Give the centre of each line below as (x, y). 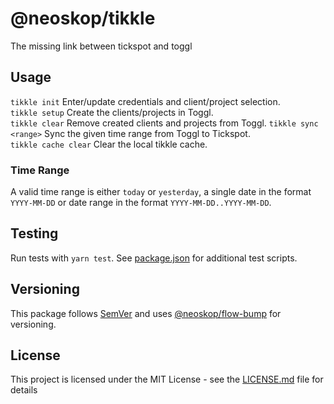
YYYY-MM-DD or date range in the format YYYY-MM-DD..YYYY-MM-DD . (141, 203)
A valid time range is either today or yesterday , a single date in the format (161, 192)
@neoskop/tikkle (83, 18)
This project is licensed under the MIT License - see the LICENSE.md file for (167, 379)
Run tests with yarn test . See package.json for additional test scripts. (154, 258)
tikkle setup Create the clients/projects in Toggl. (112, 112)
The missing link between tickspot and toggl (101, 46)
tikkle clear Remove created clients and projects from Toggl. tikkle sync (164, 123)
